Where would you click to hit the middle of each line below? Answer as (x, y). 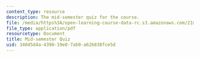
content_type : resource (36, 12)
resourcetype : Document (36, 34)
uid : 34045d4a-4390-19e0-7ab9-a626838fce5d (61, 45)
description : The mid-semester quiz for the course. (73, 17)
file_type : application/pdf (41, 28)
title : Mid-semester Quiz (38, 39)
